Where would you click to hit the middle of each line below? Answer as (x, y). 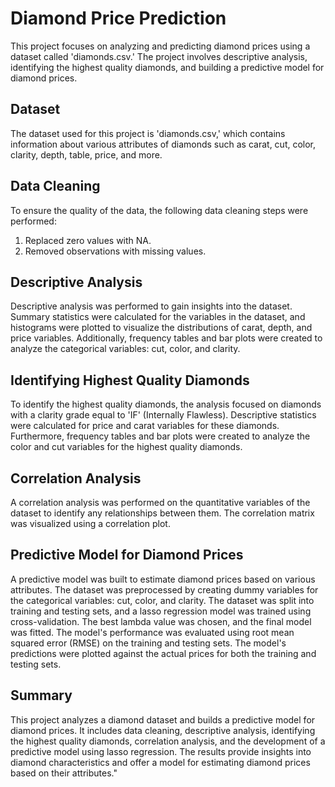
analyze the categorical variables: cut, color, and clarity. (125, 349)
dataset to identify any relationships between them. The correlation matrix (162, 513)
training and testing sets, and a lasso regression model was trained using (161, 611)
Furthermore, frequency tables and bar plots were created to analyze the (160, 436)
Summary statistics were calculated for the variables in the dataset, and (158, 317)
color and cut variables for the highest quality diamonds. (126, 447)
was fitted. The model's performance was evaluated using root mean (152, 632)
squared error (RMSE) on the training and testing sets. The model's (148, 643)
